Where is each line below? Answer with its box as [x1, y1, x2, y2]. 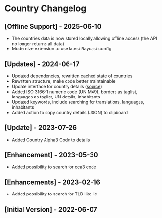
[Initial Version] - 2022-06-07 [4, 205, 97, 214]
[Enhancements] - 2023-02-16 [4, 178, 101, 186]
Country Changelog [4, 3, 87, 14]
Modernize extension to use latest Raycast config [11, 46, 112, 51]
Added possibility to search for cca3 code [11, 164, 96, 170]
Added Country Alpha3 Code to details [11, 137, 90, 143]
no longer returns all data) [11, 41, 65, 47]
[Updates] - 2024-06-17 [4, 60, 80, 69]
